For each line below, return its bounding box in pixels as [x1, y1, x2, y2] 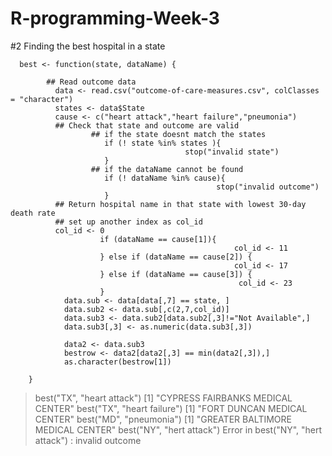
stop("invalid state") [184, 147, 280, 157]
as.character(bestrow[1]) [63, 357, 172, 367]
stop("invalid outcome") [216, 182, 320, 192]
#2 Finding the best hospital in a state [10, 40, 166, 52]
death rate [10, 208, 56, 218]
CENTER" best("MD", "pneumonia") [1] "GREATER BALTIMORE [34, 413, 292, 425]
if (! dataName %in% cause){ [104, 173, 226, 183]
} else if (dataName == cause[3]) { [99, 269, 253, 279]
